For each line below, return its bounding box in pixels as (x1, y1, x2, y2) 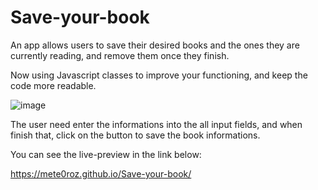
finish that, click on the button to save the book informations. (10, 129, 261, 141)
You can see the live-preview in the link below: (10, 148, 202, 160)
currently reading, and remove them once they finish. (10, 49, 230, 61)
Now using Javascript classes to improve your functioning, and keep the (10, 69, 308, 81)
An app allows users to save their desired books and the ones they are (10, 39, 300, 51)
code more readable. (10, 79, 97, 91)
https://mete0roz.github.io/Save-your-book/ (10, 167, 192, 180)
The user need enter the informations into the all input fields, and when (10, 118, 303, 130)
